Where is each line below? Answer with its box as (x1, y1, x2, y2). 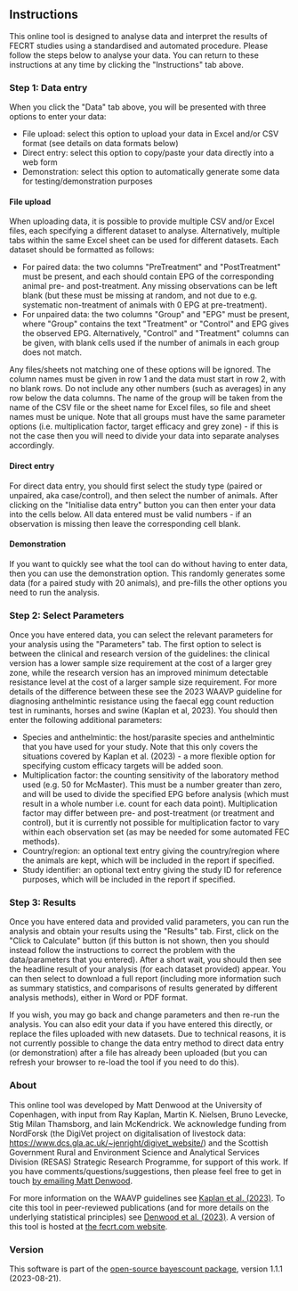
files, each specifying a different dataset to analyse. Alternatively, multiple (9, 226, 280, 236)
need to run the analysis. (9, 587, 101, 597)
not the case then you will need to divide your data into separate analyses (9, 431, 280, 441)
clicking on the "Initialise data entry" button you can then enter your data (9, 499, 276, 510)
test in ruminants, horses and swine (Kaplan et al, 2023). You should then (9, 705, 278, 716)
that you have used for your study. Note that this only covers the (21, 742, 258, 752)
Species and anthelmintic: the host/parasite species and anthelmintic (21, 732, 276, 743)
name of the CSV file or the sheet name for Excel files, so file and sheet (9, 402, 271, 413)
